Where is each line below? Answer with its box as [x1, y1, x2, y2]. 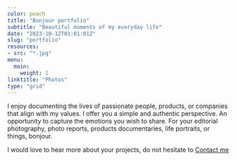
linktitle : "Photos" [7, 76, 68, 83]
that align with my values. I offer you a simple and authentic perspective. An [7, 109, 228, 118]
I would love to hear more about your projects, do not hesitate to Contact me [7, 145, 229, 154]
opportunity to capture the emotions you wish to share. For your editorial [7, 117, 218, 126]
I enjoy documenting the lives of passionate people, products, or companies [7, 102, 228, 110]
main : [13, 63, 30, 70]
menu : [7, 56, 23, 64]
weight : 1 [20, 69, 49, 76]
